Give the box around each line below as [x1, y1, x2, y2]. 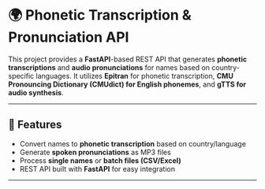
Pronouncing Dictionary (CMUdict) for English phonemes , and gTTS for [8, 80, 247, 89]
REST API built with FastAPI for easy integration [19, 164, 176, 173]
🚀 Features [8, 118, 62, 132]
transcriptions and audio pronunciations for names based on [8, 62, 211, 72]
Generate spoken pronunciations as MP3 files [19, 147, 171, 157]
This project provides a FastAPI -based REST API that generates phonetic [8, 54, 248, 64]
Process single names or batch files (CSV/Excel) [19, 155, 181, 165]
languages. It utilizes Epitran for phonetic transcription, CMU [35, 71, 234, 80]
